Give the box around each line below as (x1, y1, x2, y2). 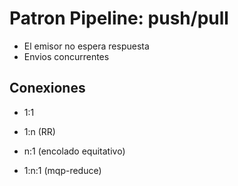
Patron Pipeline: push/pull (9, 7, 229, 30)
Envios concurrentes (23, 50, 110, 62)
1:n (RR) (23, 125, 56, 137)
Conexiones (9, 80, 86, 97)
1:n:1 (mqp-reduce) (23, 164, 102, 176)
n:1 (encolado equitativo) (23, 145, 126, 157)
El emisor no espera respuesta (23, 40, 150, 52)
